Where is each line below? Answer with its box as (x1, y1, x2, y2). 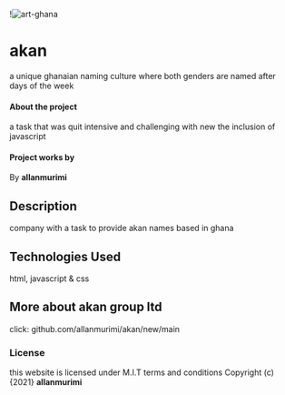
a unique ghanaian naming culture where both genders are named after (9, 70, 277, 81)
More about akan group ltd (9, 299, 162, 315)
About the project (9, 101, 77, 112)
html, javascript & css (9, 273, 90, 284)
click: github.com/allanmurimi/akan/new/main (9, 323, 180, 334)
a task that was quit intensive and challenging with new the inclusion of (9, 121, 276, 132)
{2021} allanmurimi (9, 377, 83, 388)
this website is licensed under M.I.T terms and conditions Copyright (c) (9, 367, 275, 378)
